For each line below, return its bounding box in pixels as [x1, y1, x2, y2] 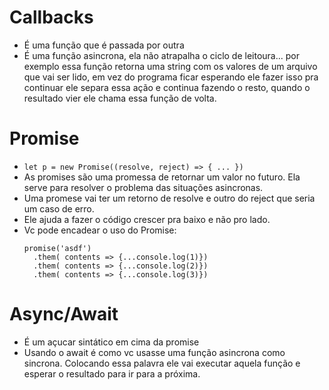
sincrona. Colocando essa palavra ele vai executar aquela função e [23, 357, 301, 369]
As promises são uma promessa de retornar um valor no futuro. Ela [23, 171, 301, 183]
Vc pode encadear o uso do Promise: [23, 224, 177, 236]
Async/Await [9, 303, 119, 326]
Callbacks [9, 6, 94, 29]
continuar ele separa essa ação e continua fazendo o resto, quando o [23, 81, 311, 93]
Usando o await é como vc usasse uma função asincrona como [23, 346, 286, 358]
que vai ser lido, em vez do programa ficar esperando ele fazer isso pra [23, 71, 319, 83]
